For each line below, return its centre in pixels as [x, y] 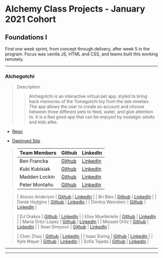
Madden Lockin [37, 177]
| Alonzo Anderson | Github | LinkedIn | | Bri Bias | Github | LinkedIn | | [87, 197]
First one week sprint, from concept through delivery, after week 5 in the [77, 49]
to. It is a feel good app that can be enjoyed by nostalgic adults [92, 117]
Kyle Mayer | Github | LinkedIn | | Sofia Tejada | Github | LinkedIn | [83, 241]
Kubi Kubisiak [35, 169]
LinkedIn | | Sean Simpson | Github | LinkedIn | [63, 227]
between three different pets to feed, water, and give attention [91, 112]
